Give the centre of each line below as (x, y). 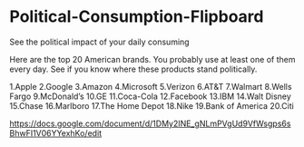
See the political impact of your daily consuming (99, 42)
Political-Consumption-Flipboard (137, 17)
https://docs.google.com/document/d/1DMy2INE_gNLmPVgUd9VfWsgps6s (150, 123)
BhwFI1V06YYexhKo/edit (56, 132)
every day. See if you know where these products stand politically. (133, 69)
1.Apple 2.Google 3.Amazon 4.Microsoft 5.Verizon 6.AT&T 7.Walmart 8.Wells (151, 86)
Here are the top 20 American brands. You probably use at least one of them (152, 59)
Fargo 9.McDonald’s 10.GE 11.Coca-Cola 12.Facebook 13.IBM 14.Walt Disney (151, 96)
